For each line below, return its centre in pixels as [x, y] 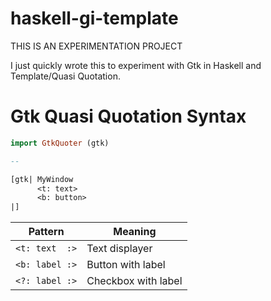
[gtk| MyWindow [42, 179]
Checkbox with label [134, 281]
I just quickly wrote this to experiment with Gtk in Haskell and [136, 65]
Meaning [135, 232]
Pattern [46, 232]
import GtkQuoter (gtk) [60, 143]
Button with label [126, 265]
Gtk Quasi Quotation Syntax [128, 116]
